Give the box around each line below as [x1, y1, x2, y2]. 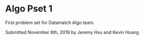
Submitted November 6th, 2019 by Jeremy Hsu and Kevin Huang [5, 29, 139, 35]
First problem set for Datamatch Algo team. [5, 19, 95, 25]
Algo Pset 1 [5, 3, 53, 14]
